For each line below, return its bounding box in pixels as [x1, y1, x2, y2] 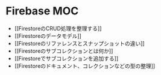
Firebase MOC [5, 4, 79, 18]
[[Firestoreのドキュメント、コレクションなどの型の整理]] [14, 62, 156, 70]
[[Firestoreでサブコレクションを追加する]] [14, 55, 119, 62]
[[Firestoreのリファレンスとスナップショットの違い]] [14, 40, 145, 47]
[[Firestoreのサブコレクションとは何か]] [14, 47, 113, 55]
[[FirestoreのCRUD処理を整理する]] [14, 25, 102, 32]
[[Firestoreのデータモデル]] [14, 32, 82, 40]
